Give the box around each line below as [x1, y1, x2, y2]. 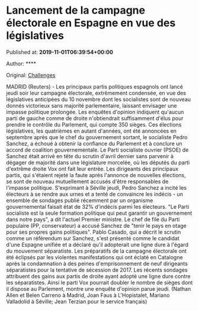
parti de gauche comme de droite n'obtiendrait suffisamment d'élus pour [6, 114, 184, 122]
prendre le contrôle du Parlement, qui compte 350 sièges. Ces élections [6, 121, 182, 128]
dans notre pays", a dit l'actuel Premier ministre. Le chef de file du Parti [6, 215, 180, 223]
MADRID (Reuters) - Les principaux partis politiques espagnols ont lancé [6, 83, 184, 90]
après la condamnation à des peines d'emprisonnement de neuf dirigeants [6, 260, 188, 267]
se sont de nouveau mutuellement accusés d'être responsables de [6, 178, 169, 185]
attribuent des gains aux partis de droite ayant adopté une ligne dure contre [6, 272, 191, 279]
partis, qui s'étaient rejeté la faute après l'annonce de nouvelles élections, [6, 171, 187, 178]
